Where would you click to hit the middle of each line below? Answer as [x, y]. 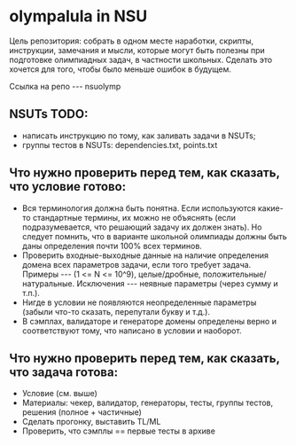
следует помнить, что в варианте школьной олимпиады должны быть [155, 236]
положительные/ [234, 274]
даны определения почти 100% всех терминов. [112, 246]
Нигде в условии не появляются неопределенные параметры [139, 302]
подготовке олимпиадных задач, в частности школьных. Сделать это [141, 59]
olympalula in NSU [78, 16]
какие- [270, 208]
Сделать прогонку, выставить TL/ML [91, 422]
